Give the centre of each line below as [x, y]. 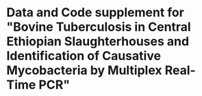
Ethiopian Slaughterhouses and [98, 42]
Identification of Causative [84, 56]
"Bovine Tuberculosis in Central [99, 27]
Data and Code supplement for [95, 13]
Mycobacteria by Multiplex [84, 70]
